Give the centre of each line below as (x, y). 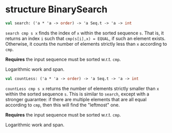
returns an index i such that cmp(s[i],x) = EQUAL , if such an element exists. (85, 38)
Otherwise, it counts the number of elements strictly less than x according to (86, 44)
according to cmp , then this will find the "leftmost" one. (63, 105)
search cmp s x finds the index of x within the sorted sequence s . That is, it (85, 33)
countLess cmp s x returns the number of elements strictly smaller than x (82, 88)
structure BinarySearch (56, 9)
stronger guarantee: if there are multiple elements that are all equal (76, 99)
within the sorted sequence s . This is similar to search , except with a (78, 94)
